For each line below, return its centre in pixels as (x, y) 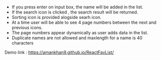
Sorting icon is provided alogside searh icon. (57, 17)
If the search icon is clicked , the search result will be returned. (75, 12)
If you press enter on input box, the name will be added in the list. (77, 7)
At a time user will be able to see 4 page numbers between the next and (84, 22)
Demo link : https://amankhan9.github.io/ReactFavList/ (59, 52)
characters (22, 43)
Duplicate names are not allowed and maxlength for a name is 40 (77, 38)
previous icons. (27, 28)
